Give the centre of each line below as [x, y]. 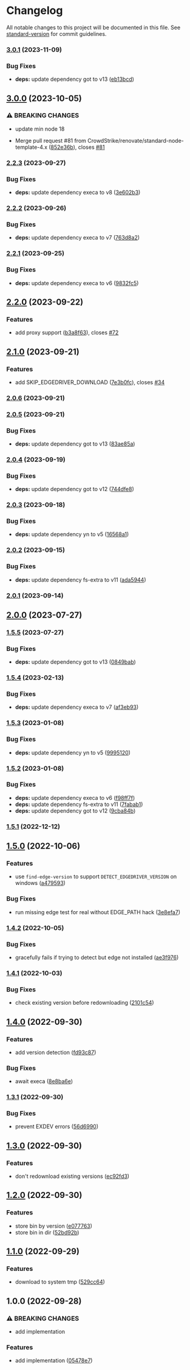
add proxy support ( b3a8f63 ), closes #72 [67, 332]
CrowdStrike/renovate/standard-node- [135, 140]
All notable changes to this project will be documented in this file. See [93, 27]
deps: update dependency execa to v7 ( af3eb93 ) [77, 707]
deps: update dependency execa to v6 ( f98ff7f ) [75, 797]
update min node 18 [40, 129]
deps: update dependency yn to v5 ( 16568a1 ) [72, 534]
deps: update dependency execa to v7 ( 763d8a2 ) [77, 238]
